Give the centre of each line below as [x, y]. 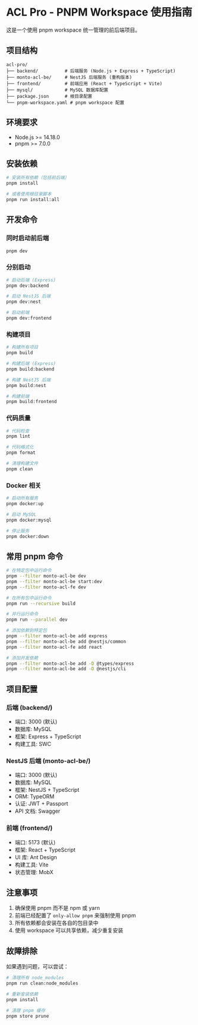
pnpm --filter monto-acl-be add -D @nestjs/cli [66, 669]
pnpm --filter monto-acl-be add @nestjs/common [66, 642]
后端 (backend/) [29, 707]
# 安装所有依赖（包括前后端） [38, 178]
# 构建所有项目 [22, 347]
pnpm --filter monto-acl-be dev [46, 576]
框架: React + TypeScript [45, 850]
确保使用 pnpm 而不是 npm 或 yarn [57, 908]
